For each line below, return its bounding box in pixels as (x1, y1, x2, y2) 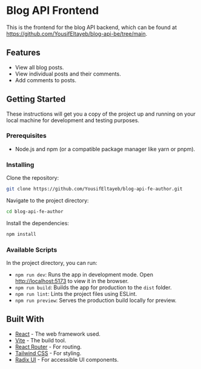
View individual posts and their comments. (15, 70, 121, 77)
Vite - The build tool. (15, 336, 67, 344)
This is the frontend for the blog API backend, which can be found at (6, 24, 177, 31)
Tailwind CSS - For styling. (15, 349, 82, 357)
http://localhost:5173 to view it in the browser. (15, 278, 129, 285)
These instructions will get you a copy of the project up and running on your (6, 110, 196, 117)
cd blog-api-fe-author (6, 209, 64, 215)
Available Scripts (6, 246, 58, 254)
